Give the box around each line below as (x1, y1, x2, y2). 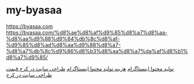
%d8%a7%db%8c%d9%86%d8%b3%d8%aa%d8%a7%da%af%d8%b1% (6, 47, 189, 54)
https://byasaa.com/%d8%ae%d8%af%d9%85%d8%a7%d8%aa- (6, 29, 168, 36)
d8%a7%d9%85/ (6, 54, 48, 61)
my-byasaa (6, 3, 63, 17)
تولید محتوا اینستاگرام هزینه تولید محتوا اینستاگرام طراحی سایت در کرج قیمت (6, 65, 174, 72)
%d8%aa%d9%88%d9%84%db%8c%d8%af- (6, 35, 120, 42)
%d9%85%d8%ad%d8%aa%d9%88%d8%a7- (6, 41, 121, 48)
